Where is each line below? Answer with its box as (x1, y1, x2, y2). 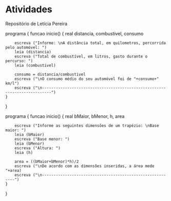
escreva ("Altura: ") (14, 145, 60, 151)
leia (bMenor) (14, 141, 45, 146)
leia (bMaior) (14, 132, 45, 137)
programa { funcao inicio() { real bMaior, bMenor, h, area (5, 113, 125, 119)
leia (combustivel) (14, 63, 56, 68)
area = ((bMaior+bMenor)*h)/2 (14, 159, 79, 164)
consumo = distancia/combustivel (14, 72, 86, 77)
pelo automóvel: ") (5, 45, 47, 50)
